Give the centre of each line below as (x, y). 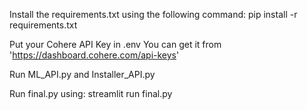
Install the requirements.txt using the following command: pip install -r (153, 14)
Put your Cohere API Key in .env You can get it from (115, 44)
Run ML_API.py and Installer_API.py (82, 74)
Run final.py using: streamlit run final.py (91, 93)
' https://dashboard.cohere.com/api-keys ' (94, 55)
